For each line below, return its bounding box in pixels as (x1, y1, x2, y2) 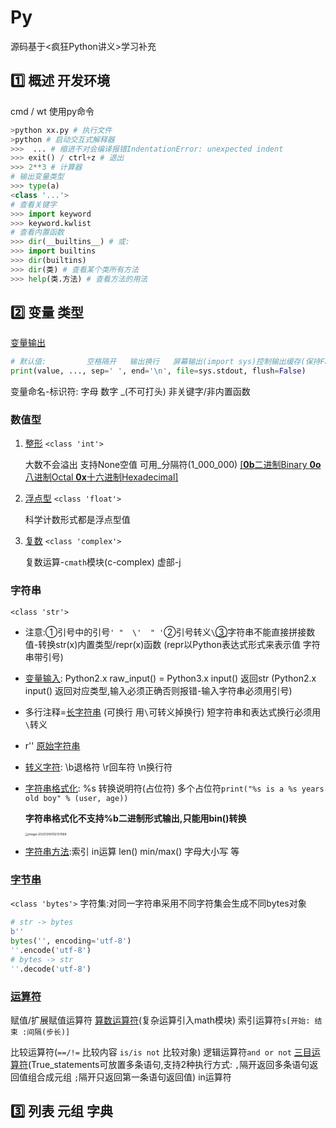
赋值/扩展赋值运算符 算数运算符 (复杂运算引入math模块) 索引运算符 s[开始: (10, 1014, 311, 1026)
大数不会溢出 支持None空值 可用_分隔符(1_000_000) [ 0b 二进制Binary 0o (24, 459, 322, 471)
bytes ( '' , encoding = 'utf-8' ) (10, 936, 132, 946)
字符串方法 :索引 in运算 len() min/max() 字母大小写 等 (24, 846, 240, 858)
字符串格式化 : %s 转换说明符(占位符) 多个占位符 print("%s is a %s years (24, 782, 325, 794)
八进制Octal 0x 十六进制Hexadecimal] (24, 471, 179, 483)
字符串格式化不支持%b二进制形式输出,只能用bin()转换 (24, 812, 247, 824)
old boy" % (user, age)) (24, 793, 129, 803)
